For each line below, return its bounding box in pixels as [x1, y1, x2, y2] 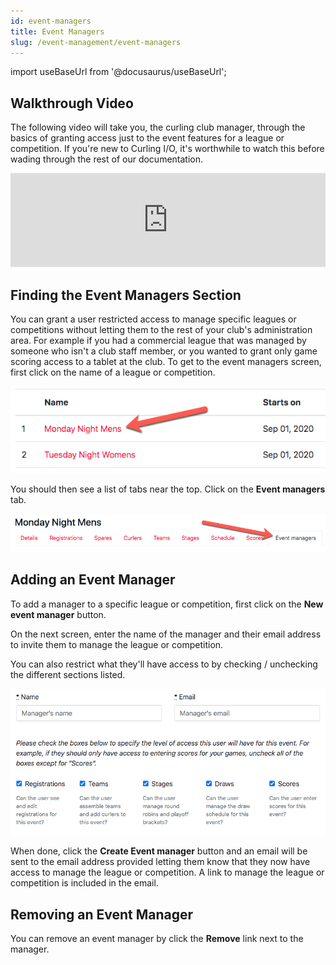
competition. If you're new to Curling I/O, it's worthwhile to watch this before [10, 143, 325, 155]
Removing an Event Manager [10, 906, 194, 923]
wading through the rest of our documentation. [10, 153, 204, 165]
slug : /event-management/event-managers [10, 37, 182, 47]
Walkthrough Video [10, 95, 134, 112]
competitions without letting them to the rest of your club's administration [10, 324, 313, 335]
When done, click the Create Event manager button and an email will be [10, 845, 308, 857]
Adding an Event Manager [10, 571, 176, 589]
